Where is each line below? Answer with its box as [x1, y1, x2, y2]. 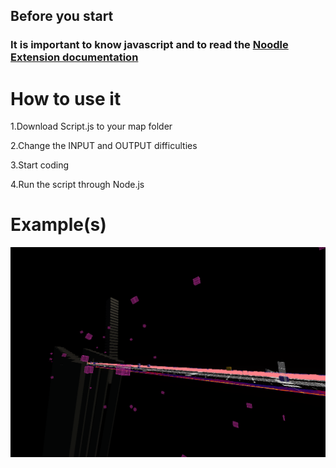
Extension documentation [10, 50, 139, 64]
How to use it [10, 87, 122, 110]
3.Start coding [10, 159, 70, 171]
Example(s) [10, 214, 107, 236]
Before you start [10, 8, 114, 25]
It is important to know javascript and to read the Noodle [10, 38, 289, 52]
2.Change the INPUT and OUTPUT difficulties [10, 140, 198, 152]
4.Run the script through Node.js [10, 179, 145, 191]
